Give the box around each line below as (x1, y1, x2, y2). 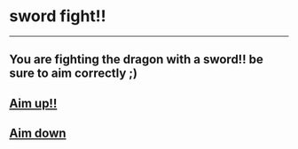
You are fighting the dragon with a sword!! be (9, 52, 264, 67)
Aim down (9, 126, 67, 141)
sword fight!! (9, 6, 106, 26)
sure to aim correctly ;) (9, 66, 137, 81)
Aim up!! (9, 95, 58, 111)
